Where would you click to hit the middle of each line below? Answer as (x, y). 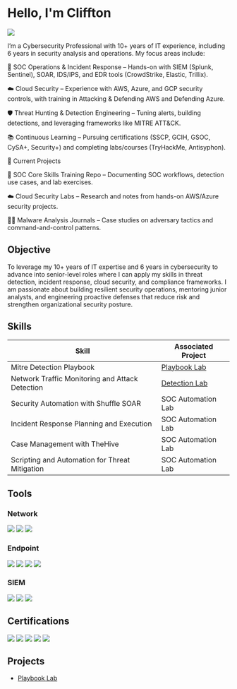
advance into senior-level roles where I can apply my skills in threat (105, 274)
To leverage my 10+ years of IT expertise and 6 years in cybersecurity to (113, 267)
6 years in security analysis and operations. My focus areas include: (106, 53)
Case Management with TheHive (65, 444)
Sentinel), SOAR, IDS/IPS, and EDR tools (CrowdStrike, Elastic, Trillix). (108, 74)
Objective (29, 250)
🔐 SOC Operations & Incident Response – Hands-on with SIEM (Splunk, (110, 67)
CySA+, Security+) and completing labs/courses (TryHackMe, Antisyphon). (116, 147)
